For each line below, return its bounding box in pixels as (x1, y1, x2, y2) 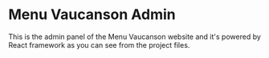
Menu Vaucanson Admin (8, 6, 177, 24)
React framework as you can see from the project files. (8, 40, 190, 49)
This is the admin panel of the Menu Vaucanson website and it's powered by (8, 32, 261, 41)
